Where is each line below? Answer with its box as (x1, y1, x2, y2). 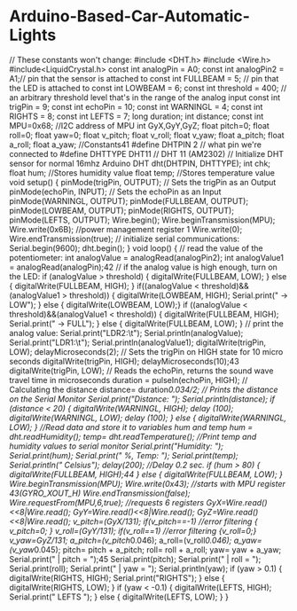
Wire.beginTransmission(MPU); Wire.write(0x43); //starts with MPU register (9, 478, 285, 489)
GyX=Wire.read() (206, 497, 268, 507)
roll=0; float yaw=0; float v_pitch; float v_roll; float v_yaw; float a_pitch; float (9, 129, 285, 140)
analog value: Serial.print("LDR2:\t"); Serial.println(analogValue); (9, 327, 244, 338)
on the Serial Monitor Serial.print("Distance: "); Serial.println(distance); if (9, 393, 275, 404)
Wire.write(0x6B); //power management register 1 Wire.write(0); (9, 223, 243, 234)
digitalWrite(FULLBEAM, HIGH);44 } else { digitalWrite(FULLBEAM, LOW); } (9, 468, 284, 480)
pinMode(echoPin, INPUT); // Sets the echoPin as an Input (9, 186, 222, 197)
